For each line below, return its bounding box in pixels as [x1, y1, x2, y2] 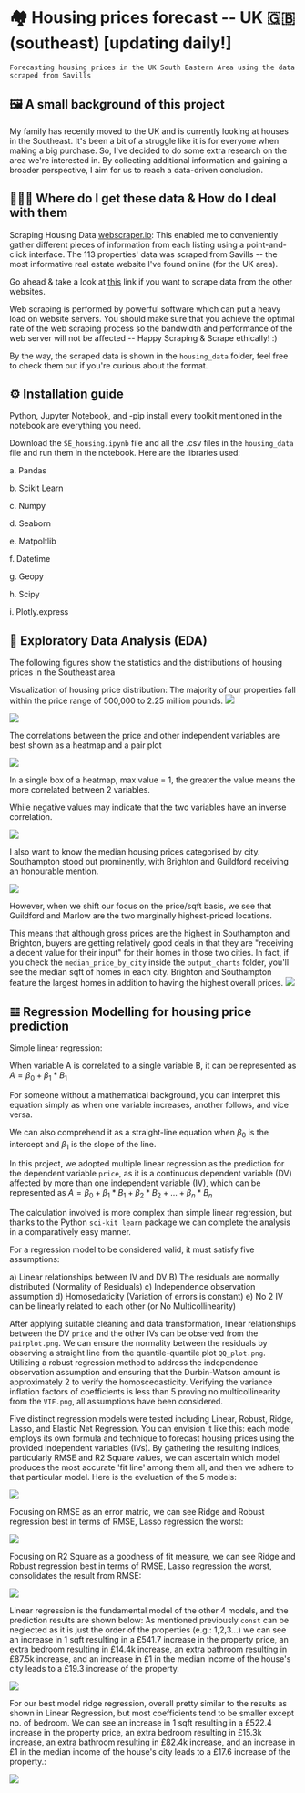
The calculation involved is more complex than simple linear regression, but [9, 1207, 293, 1218]
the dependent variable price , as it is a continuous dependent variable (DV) [9, 1168, 293, 1179]
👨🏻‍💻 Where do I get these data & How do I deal [9, 191, 277, 206]
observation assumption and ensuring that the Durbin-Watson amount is [9, 1367, 280, 1378]
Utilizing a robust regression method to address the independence [9, 1357, 259, 1368]
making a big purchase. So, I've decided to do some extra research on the [9, 145, 288, 156]
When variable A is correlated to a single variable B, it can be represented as [9, 1060, 297, 1071]
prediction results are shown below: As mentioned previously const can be [9, 1615, 290, 1626]
